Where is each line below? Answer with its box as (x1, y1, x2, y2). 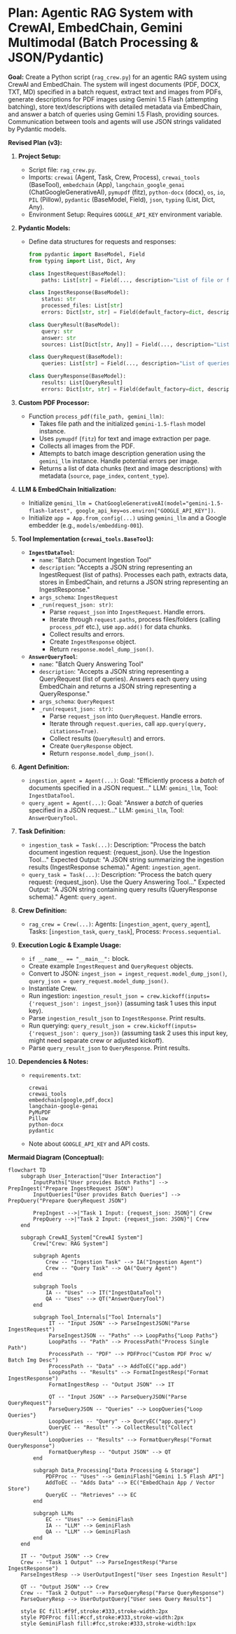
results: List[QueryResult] (41, 380, 123, 387)
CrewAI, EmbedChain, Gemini (8, 20, 183, 36)
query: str (41, 328, 73, 335)
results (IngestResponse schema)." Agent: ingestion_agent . (28, 863, 201, 871)
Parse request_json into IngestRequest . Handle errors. (49, 607, 206, 616)
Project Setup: (18, 152, 62, 160)
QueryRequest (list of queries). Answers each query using (39, 674, 207, 683)
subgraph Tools (33, 1283, 78, 1290)
